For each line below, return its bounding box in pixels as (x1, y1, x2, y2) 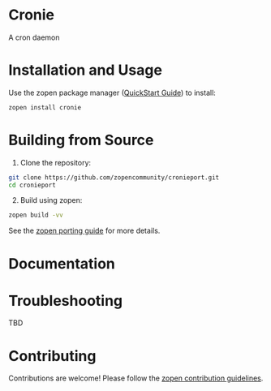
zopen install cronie (8, 103, 82, 111)
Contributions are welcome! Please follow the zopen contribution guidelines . (8, 373, 264, 383)
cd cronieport (8, 181, 57, 189)
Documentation (8, 254, 116, 273)
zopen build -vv (8, 211, 63, 220)
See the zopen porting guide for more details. (8, 226, 161, 236)
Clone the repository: (19, 157, 92, 167)
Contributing (8, 346, 97, 365)
